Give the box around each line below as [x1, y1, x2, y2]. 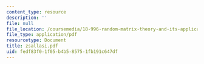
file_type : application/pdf [6, 32, 78, 38]
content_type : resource [6, 9, 67, 15]
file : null [6, 20, 34, 26]
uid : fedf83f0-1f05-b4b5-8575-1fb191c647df [6, 49, 118, 55]
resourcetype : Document [6, 37, 67, 43]
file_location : [6, 26, 45, 32]
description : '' [6, 15, 47, 21]
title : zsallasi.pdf [6, 43, 59, 49]
